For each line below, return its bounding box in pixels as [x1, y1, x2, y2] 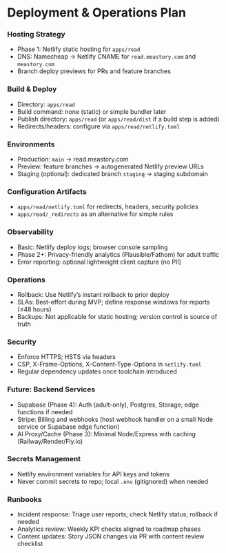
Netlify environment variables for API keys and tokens [17, 469, 170, 478]
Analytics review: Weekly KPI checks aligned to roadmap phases [17, 525, 201, 533]
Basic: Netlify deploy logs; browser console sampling [17, 243, 168, 251]
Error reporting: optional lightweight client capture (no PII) [17, 258, 181, 266]
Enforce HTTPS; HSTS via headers [17, 353, 116, 361]
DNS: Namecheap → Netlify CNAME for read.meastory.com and [17, 52, 196, 61]
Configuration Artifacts [7, 187, 88, 196]
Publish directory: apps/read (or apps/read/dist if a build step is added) [17, 115, 220, 123]
